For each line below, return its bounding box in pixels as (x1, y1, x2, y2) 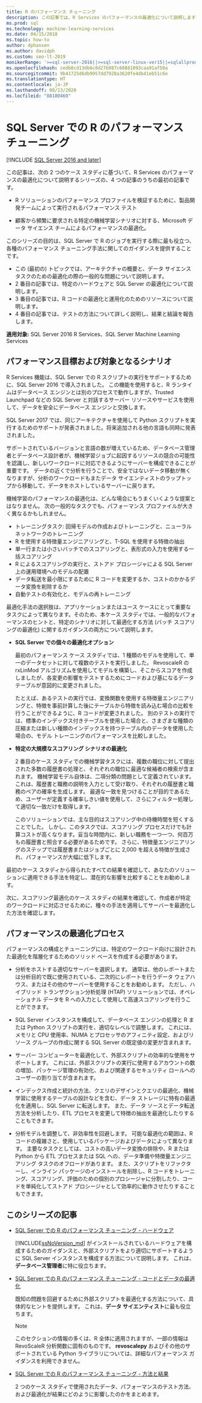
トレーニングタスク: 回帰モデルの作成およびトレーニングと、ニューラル (14, 523, 192, 530)
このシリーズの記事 (6, 1210, 77, 1220)
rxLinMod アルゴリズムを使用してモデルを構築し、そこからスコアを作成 (14, 667, 193, 674)
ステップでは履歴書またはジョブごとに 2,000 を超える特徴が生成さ (25, 846, 191, 853)
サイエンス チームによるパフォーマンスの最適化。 (26, 224, 150, 231)
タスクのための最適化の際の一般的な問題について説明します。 (14, 272, 167, 280)
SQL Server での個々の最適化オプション (14, 638, 114, 645)
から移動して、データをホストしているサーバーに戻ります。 (11, 482, 158, 489)
